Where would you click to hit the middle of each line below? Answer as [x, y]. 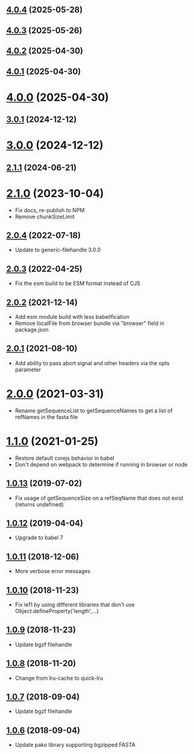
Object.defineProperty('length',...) [57, 611]
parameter [28, 369]
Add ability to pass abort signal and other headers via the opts [92, 363]
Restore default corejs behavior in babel [64, 458]
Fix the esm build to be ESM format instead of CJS [77, 283]
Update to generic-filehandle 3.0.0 [58, 250]
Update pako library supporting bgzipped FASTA [75, 745]
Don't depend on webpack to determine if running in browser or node [101, 464]
